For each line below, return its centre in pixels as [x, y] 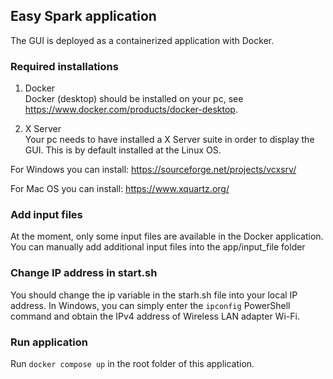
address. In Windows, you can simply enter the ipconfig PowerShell [150, 305]
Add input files [46, 215]
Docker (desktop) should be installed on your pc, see [134, 99]
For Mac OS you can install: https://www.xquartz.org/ [120, 189]
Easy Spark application [83, 16]
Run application [49, 342]
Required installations [64, 66]
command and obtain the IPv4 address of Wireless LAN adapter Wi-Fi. [155, 316]
